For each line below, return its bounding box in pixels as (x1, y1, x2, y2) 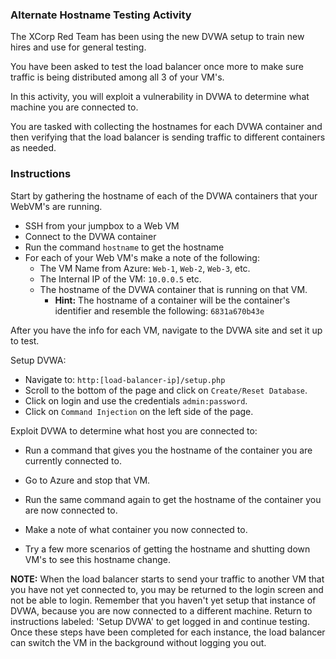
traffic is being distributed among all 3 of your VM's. (10, 71, 225, 83)
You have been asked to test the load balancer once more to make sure (10, 61, 304, 73)
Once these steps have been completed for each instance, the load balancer (10, 626, 326, 638)
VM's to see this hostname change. (24, 553, 171, 565)
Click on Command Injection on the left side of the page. (24, 405, 254, 417)
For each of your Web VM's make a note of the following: (24, 251, 260, 263)
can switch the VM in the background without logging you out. (10, 636, 267, 648)
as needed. (10, 142, 57, 154)
